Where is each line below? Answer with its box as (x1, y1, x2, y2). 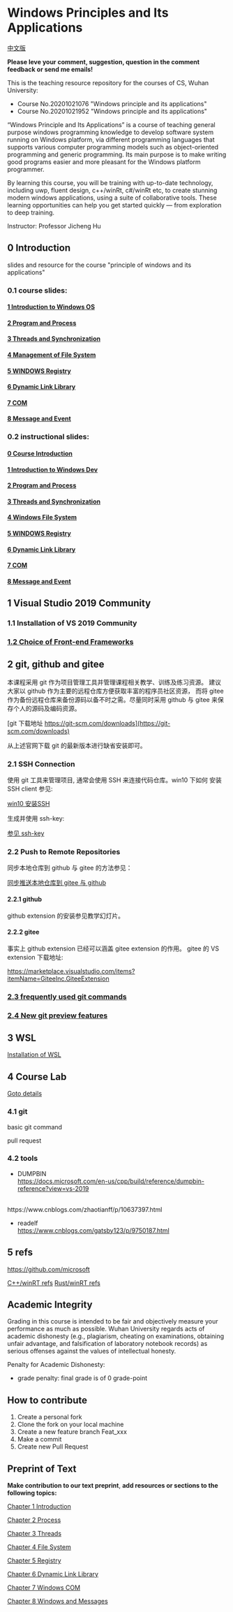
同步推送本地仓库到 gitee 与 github (7, 879, 107, 887)
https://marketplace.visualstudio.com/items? (7, 967, 135, 975)
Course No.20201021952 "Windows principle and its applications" (17, 107, 208, 115)
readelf (17, 1219, 38, 1227)
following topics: (7, 1489, 57, 1497)
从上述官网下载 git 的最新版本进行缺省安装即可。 (7, 741, 146, 749)
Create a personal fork (17, 1413, 82, 1421)
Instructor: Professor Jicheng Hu (7, 221, 101, 230)
